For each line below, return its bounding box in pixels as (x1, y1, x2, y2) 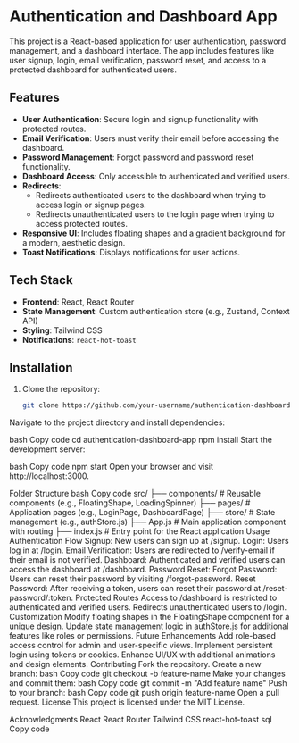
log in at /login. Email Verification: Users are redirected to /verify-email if (9, 545, 275, 555)
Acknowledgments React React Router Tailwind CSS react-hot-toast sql (9, 714, 272, 725)
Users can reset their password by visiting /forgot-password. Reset (9, 573, 256, 584)
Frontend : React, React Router (21, 296, 135, 307)
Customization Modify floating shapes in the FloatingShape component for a (9, 612, 290, 622)
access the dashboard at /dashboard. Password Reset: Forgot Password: (9, 564, 278, 575)
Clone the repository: (21, 384, 101, 395)
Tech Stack (9, 272, 73, 288)
